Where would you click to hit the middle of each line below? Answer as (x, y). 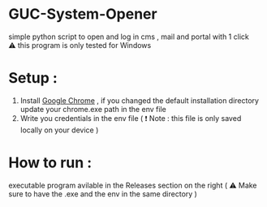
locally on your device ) (59, 130)
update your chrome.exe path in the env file (93, 109)
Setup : (33, 78)
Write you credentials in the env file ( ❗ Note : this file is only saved (131, 118)
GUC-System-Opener (83, 14)
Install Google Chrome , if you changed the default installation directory (140, 100)
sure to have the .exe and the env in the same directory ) (103, 194)
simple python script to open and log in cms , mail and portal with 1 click (129, 37)
